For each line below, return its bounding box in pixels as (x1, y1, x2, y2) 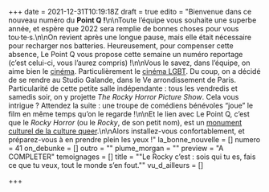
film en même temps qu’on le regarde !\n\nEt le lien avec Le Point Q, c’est (8, 109, 251, 119)
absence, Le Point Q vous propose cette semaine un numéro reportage (8, 50, 243, 59)
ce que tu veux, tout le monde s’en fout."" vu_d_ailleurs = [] (8, 161, 204, 170)
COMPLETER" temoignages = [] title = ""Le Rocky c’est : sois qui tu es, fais (8, 152, 256, 161)
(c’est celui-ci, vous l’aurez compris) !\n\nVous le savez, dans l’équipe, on (8, 58, 251, 67)
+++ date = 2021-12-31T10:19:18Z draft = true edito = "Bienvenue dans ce (8, 7, 252, 16)
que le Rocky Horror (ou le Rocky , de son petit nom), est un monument (8, 118, 243, 127)
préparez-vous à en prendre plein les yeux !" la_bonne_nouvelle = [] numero (8, 135, 261, 144)
